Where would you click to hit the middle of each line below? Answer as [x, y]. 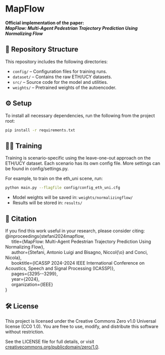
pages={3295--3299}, [35, 274]
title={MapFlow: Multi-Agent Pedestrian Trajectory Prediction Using [81, 241]
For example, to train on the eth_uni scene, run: [54, 179]
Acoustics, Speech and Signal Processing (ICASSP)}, [60, 268]
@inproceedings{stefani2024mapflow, [45, 236]
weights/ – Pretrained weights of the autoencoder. [64, 87]
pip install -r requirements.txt [40, 130]
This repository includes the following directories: [57, 62]
